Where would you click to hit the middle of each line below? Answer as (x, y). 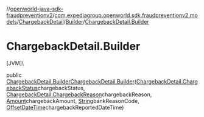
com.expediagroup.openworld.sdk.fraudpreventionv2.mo (126, 15)
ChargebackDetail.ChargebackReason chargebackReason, (79, 94)
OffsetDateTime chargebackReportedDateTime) (65, 107)
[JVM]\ (15, 63)
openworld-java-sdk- (37, 9)
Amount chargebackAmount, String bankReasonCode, (73, 101)
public (14, 75)
